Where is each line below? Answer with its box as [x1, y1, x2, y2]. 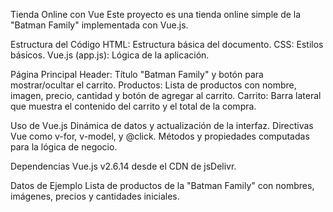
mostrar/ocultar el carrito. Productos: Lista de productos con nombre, [10, 79, 297, 91]
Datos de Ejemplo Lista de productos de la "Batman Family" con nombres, [10, 180, 315, 191]
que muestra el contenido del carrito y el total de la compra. [10, 100, 257, 112]
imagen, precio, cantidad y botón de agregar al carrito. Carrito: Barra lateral [10, 90, 322, 101]
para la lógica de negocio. [10, 141, 118, 153]
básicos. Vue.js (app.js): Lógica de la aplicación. [10, 49, 210, 61]
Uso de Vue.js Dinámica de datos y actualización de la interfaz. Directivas [10, 120, 314, 131]
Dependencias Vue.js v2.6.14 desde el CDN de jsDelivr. [10, 160, 237, 172]
